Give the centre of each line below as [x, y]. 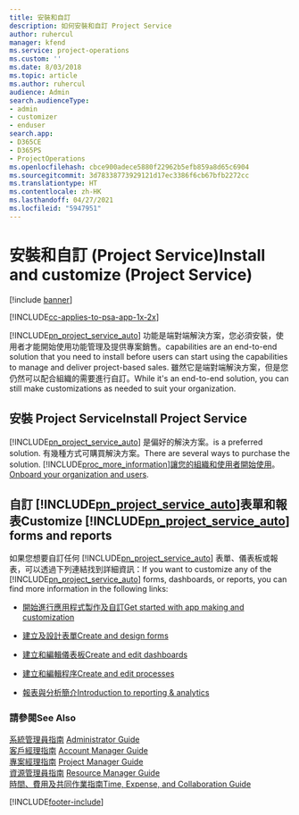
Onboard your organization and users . [79, 474]
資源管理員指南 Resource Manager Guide [85, 772]
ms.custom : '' [36, 59]
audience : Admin [39, 92]
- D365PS [25, 150]
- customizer [33, 117]
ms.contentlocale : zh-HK [55, 192]
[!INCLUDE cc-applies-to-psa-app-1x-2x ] [84, 317]
